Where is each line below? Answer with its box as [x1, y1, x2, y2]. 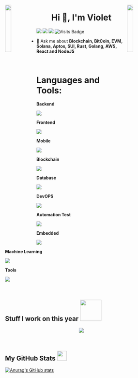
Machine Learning [5, 248, 43, 254]
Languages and [36, 75, 100, 86]
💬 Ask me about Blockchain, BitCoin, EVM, [36, 38, 123, 44]
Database [36, 175, 57, 181]
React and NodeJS [36, 48, 75, 54]
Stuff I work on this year [5, 315, 79, 323]
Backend [36, 101, 55, 106]
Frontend [36, 119, 56, 125]
